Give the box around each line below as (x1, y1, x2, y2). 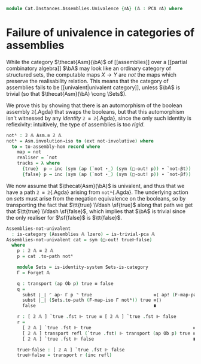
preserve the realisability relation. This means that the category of (6, 77, 169, 84)
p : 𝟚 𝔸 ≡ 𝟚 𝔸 (17, 248, 54, 254)
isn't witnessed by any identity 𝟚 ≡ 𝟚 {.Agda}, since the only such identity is (6, 114, 191, 122)
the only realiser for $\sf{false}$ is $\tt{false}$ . (6, 214, 123, 221)
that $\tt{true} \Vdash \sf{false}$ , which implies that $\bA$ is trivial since (6, 207, 186, 215)
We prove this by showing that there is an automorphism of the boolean (6, 102, 182, 109)
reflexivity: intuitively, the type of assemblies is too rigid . (6, 120, 145, 128)
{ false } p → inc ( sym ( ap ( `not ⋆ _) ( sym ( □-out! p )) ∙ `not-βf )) (22, 171, 191, 177)
